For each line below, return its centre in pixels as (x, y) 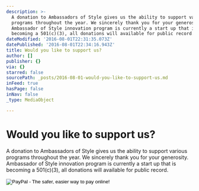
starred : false (25, 72)
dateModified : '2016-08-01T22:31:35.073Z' (59, 39)
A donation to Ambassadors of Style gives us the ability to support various (97, 151)
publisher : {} (24, 61)
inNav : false (22, 94)
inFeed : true (22, 84)
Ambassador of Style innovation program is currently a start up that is (91, 163)
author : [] (20, 56)
